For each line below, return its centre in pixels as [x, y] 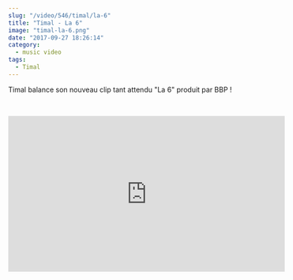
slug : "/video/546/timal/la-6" [60, 15]
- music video [38, 52]
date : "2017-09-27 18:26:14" [56, 38]
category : [24, 45]
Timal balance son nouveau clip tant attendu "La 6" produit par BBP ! [120, 89]
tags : [17, 60]
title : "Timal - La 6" [45, 23]
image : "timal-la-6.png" [49, 30]
